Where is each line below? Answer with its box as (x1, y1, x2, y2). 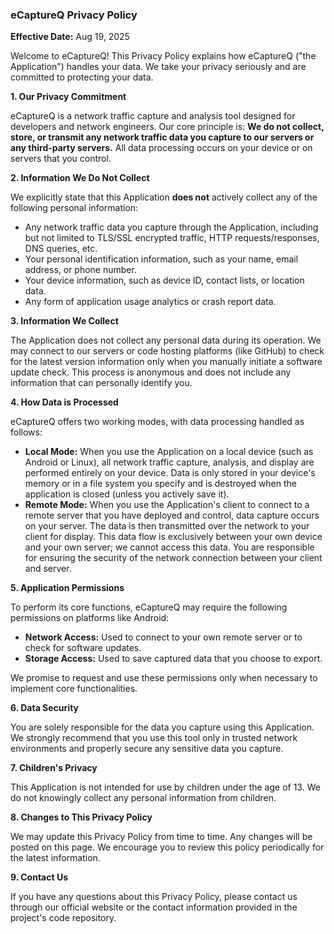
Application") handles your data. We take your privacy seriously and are (10, 61, 307, 73)
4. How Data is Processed (10, 396, 119, 408)
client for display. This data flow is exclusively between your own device (24, 531, 323, 543)
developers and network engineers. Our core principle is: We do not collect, (10, 121, 325, 133)
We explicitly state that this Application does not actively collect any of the (10, 191, 318, 203)
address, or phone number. (24, 264, 137, 276)
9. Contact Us (10, 871, 68, 883)
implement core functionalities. (10, 683, 138, 695)
